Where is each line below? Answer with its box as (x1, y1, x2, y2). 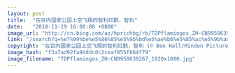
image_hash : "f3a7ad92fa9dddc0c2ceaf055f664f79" (7, 49, 152, 56)
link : (7, 36, 23, 43)
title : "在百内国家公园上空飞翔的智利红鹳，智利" (7, 17, 138, 24)
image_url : (7, 29, 39, 37)
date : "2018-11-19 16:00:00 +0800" (7, 23, 117, 30)
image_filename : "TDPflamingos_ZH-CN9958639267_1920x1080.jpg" (7, 56, 196, 63)
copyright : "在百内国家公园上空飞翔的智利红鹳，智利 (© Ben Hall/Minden (7, 42, 204, 49)
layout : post (7, 10, 45, 17)
